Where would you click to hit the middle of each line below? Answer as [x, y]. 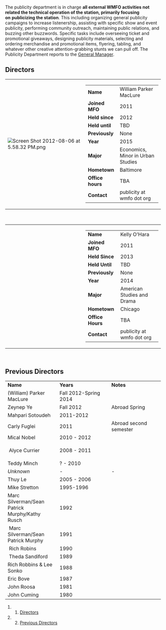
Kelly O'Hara [135, 234]
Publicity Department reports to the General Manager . [60, 54]
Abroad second [129, 423]
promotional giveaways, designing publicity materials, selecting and [74, 39]
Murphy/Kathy [24, 514]
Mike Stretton [23, 487]
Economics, [133, 149]
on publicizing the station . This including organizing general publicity [76, 18]
